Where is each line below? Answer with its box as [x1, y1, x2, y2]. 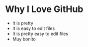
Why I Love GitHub [5, 3, 84, 15]
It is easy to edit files [12, 25, 55, 31]
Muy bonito [12, 36, 36, 42]
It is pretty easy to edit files [12, 30, 69, 36]
